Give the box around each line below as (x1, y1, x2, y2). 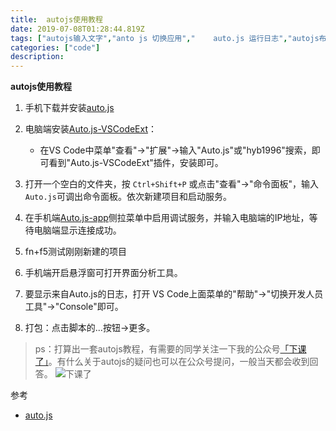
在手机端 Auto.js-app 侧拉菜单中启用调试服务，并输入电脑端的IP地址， (24, 212, 310, 224)
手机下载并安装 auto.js (24, 102, 115, 114)
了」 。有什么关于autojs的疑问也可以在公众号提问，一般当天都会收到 (34, 356, 310, 368)
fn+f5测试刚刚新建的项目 (24, 246, 127, 258)
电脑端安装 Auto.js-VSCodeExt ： (24, 123, 158, 135)
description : (10, 52, 65, 62)
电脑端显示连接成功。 (33, 224, 122, 236)
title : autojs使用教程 (10, 14, 103, 25)
